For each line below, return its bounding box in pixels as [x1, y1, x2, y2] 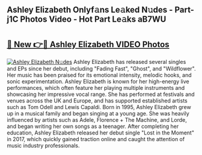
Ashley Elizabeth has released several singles [73, 59, 186, 65]
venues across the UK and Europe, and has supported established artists [7, 97, 188, 104]
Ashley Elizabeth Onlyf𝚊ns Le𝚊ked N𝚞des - [7, 5, 173, 15]
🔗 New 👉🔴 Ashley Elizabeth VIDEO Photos [7, 39, 170, 49]
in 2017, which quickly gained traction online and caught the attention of [7, 136, 185, 142]
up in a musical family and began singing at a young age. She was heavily [7, 110, 190, 117]
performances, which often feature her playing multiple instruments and [7, 84, 185, 91]
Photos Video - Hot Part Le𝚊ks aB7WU [20, 14, 167, 25]
